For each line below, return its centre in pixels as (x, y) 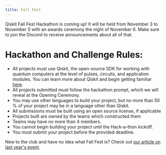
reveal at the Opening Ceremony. (46, 95)
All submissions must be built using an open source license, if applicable (87, 111)
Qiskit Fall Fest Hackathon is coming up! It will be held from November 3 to (82, 24)
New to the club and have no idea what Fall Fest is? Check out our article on (83, 142)
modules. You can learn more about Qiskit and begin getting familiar (82, 79)
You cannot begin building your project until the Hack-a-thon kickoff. (83, 127)
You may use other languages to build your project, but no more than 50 (86, 100)
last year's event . (23, 147)
